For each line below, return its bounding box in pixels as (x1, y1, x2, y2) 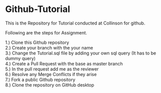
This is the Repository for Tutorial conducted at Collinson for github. (5, 20, 145, 26)
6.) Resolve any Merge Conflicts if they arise (5, 71, 97, 77)
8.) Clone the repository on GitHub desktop (5, 81, 94, 88)
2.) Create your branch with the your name (5, 44, 93, 50)
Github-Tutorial (5, 3, 70, 15)
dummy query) (5, 55, 36, 61)
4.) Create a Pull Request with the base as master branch (5, 60, 123, 66)
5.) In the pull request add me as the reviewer (5, 66, 99, 72)
